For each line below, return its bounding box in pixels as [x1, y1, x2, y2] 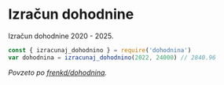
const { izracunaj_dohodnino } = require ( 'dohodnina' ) [8, 46, 192, 54]
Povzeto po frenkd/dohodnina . [8, 68, 108, 77]
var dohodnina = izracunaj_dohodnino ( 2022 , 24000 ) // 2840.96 [8, 53, 216, 62]
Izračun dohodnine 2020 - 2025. [8, 31, 114, 41]
